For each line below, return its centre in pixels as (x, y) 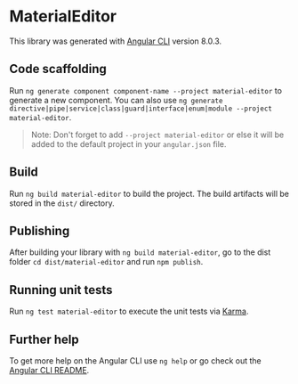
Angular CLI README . (49, 370)
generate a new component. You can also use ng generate (116, 100)
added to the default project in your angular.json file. (129, 143)
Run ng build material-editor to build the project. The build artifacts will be (149, 193)
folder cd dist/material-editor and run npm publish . (106, 262)
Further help (44, 339)
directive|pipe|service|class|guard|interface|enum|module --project (141, 109)
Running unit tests (61, 290)
